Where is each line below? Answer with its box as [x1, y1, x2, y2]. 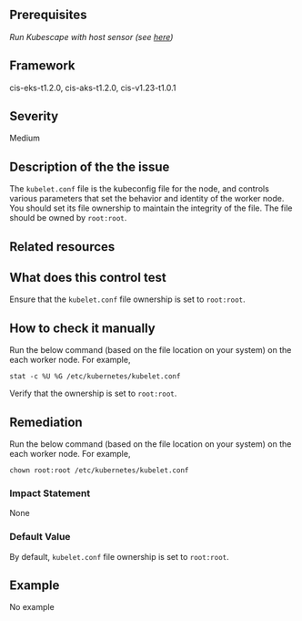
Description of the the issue [9, 159, 170, 174]
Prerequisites [9, 7, 87, 23]
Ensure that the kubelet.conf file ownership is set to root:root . [9, 294, 246, 305]
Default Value [9, 531, 71, 543]
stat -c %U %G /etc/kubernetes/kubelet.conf [9, 372, 181, 381]
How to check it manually [9, 320, 156, 336]
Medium [9, 132, 41, 144]
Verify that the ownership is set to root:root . [9, 388, 177, 399]
